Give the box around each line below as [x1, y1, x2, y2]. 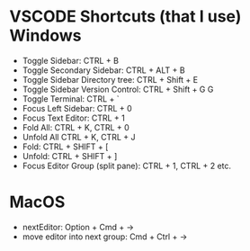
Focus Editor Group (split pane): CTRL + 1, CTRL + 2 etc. [22, 160, 232, 171]
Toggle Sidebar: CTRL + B [22, 55, 120, 66]
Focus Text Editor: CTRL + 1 [22, 112, 126, 123]
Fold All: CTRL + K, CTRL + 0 [22, 121, 130, 132]
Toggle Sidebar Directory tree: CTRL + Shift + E [22, 74, 199, 85]
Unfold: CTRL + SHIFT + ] [22, 150, 118, 161]
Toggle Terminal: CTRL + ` [22, 93, 120, 104]
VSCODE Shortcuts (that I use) [9, 6, 242, 27]
